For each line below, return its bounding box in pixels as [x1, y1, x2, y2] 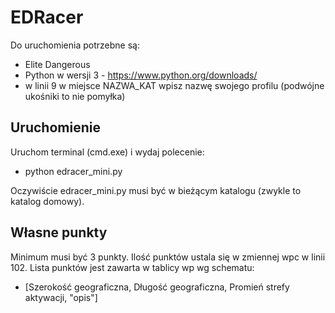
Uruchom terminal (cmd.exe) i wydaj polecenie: [10, 146, 205, 158]
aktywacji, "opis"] [24, 291, 98, 303]
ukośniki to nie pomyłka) [24, 90, 126, 102]
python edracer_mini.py [24, 165, 123, 177]
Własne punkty [10, 224, 108, 241]
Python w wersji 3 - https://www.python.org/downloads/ [24, 69, 258, 81]
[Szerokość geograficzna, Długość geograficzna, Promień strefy [24, 281, 290, 293]
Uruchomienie [10, 119, 101, 136]
